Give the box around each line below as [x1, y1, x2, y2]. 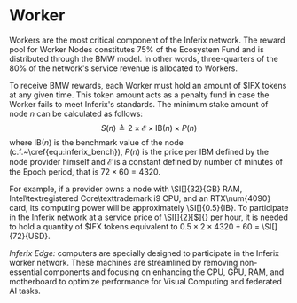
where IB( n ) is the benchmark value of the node [9, 136, 184, 147]
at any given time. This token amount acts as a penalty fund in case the [9, 89, 270, 100]
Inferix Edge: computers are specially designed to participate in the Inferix [9, 247, 279, 258]
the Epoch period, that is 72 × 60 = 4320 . [9, 166, 161, 177]
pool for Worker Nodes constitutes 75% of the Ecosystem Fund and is [9, 43, 264, 54]
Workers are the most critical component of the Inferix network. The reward [9, 35, 285, 45]
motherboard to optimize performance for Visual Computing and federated [9, 276, 282, 286]
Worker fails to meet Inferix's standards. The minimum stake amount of [9, 98, 269, 109]
